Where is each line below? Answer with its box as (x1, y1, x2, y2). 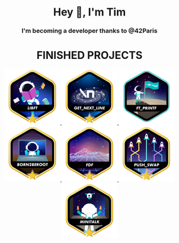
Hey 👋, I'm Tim (53, 5, 126, 19)
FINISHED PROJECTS (36, 49, 143, 62)
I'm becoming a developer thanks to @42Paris (21, 27, 158, 35)
